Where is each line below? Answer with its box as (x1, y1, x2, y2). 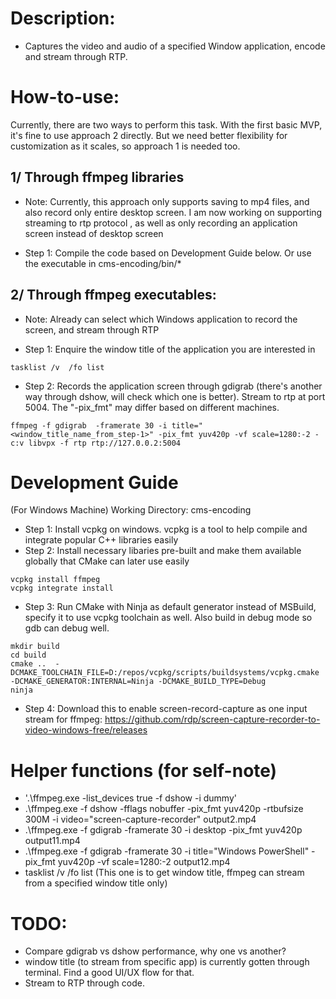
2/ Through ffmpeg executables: (10, 287, 217, 304)
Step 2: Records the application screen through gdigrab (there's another (24, 380, 323, 392)
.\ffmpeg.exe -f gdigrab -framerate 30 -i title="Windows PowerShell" (24, 845, 310, 857)
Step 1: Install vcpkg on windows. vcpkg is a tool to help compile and (24, 523, 308, 536)
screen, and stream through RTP (24, 323, 160, 336)
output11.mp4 (24, 835, 81, 847)
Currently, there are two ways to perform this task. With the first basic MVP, (10, 118, 323, 131)
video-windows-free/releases (24, 724, 148, 736)
